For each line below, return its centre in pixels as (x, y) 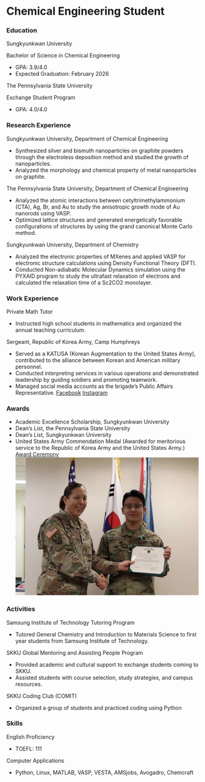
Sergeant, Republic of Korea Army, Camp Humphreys (73, 342)
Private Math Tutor (30, 312)
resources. (29, 684)
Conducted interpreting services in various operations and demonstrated (107, 373)
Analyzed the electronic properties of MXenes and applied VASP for (100, 256)
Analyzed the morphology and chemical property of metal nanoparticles (106, 170)
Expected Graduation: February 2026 (62, 74)
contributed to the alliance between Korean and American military (98, 360)
